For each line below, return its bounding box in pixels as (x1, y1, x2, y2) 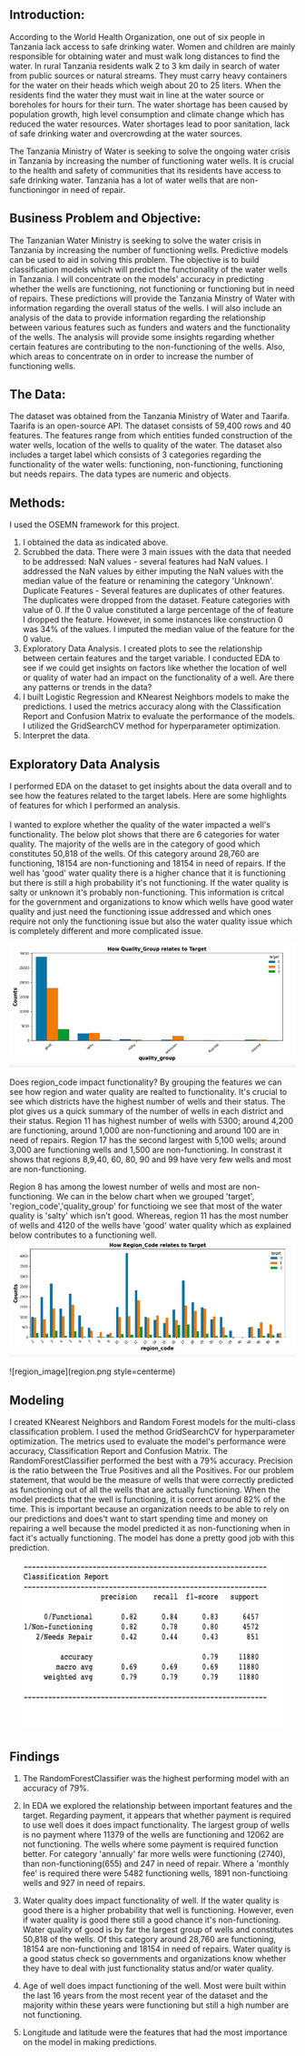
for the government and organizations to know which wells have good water (9, 897, 294, 908)
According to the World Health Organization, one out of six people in (9, 31, 266, 42)
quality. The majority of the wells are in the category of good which (9, 838, 261, 849)
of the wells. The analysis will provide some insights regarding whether (9, 331, 275, 342)
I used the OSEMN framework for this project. (9, 519, 180, 530)
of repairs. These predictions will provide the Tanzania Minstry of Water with (9, 293, 295, 304)
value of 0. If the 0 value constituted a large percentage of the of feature (22, 605, 294, 616)
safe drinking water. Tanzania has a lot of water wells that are (9, 175, 239, 186)
